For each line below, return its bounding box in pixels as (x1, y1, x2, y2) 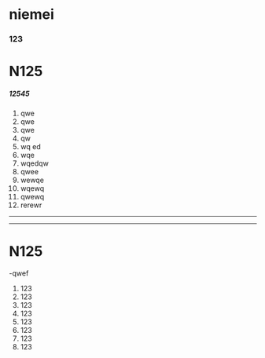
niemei (9, 5, 54, 24)
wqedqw (20, 159, 50, 168)
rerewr (20, 200, 42, 210)
